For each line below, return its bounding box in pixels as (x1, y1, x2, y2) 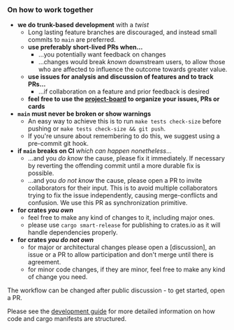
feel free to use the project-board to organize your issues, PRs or (27, 95, 220, 103)
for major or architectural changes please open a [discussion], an (27, 243, 217, 252)
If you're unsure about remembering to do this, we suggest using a (27, 132, 220, 140)
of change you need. (27, 273, 88, 281)
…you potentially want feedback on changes (38, 50, 166, 59)
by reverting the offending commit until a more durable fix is (27, 162, 200, 170)
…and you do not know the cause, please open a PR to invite (27, 177, 203, 185)
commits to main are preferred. (27, 36, 117, 44)
